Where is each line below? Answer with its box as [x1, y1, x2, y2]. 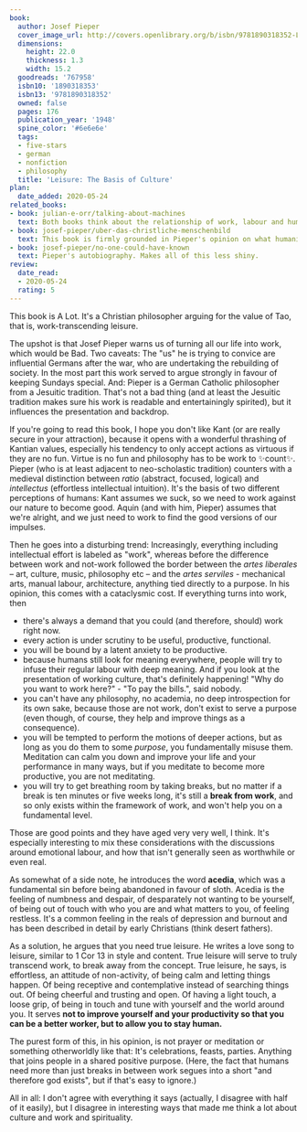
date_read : [17, 269, 59, 278]
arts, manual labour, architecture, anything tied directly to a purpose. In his [9, 578, 291, 589]
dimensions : [17, 38, 64, 48]
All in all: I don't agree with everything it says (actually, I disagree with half [9, 1092, 288, 1103]
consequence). [22, 721, 80, 732]
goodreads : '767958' [17, 73, 96, 82]
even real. [9, 856, 48, 867]
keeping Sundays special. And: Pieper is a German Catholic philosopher [9, 377, 281, 388]
